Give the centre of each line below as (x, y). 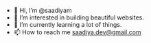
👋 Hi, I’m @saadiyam (43, 10)
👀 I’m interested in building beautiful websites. (79, 17)
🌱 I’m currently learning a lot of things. (68, 25)
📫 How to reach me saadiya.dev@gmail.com (78, 32)
